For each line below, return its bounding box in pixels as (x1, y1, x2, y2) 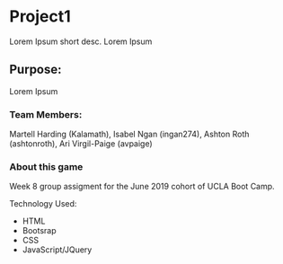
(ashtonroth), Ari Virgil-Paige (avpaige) (9, 138, 153, 149)
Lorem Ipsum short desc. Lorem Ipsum (9, 36, 153, 47)
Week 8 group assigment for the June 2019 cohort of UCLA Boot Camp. (9, 181, 276, 192)
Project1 (9, 6, 72, 27)
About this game (9, 160, 84, 172)
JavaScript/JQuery (22, 244, 93, 255)
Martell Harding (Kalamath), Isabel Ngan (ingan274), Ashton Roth (9, 128, 250, 140)
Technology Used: (9, 198, 77, 209)
